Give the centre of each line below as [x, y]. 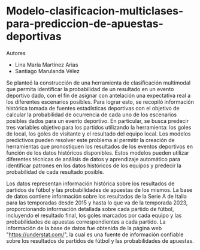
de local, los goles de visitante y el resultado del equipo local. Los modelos [99, 134]
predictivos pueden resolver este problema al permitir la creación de [91, 140]
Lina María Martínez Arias [46, 65]
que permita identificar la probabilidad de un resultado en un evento [90, 89]
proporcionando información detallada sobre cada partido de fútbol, [90, 209]
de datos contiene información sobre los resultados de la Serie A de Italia [97, 196]
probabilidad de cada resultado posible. [55, 171]
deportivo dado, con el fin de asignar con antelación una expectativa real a [99, 95]
